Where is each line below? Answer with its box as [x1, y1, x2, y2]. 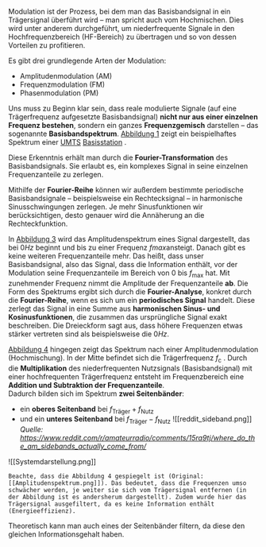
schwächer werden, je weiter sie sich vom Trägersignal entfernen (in [8, 487, 247, 495]
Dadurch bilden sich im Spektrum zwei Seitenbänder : [8, 389, 184, 398]
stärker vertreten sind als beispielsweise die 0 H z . [8, 329, 169, 339]
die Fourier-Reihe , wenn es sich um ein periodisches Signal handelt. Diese [8, 295, 256, 305]
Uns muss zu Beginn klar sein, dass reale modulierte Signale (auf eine [8, 103, 237, 113]
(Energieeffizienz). [8, 507, 77, 515]
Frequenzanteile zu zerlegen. [8, 170, 104, 179]
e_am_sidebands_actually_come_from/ [19, 441, 147, 452]
